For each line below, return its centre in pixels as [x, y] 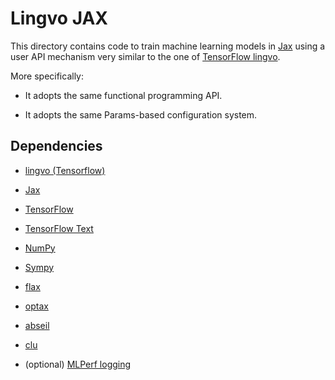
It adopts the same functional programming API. [123, 95]
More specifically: [47, 76]
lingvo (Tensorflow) [65, 170]
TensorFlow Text [59, 228]
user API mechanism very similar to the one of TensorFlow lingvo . [145, 56]
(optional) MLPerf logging [78, 364]
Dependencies [56, 146]
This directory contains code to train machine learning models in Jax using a [168, 46]
